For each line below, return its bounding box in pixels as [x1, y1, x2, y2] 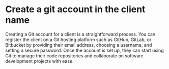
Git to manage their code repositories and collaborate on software [5, 52, 144, 59]
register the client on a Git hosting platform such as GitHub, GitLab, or [5, 37, 152, 43]
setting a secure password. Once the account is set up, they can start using [5, 47, 164, 53]
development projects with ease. [5, 58, 74, 64]
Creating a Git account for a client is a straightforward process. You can [5, 31, 156, 37]
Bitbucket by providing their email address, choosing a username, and [5, 42, 152, 48]
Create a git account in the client [5, 4, 146, 15]
